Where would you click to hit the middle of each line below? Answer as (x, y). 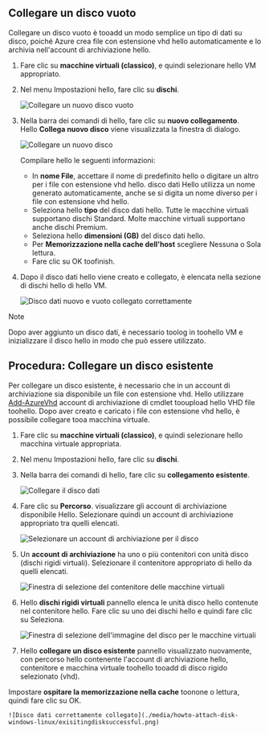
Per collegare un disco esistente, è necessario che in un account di (119, 385)
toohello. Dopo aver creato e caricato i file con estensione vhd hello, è (124, 411)
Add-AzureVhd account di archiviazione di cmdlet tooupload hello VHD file (132, 402)
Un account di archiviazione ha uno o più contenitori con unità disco (134, 554)
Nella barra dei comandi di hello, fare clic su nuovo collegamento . (129, 121)
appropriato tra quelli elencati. (69, 523)
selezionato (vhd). (50, 676)
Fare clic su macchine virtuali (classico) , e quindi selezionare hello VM (138, 65)
